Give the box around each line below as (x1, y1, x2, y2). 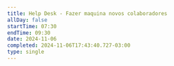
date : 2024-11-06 (7, 36, 57, 43)
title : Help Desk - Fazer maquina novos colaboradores (7, 10, 168, 17)
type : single (7, 49, 45, 56)
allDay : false (7, 16, 48, 23)
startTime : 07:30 (7, 23, 57, 30)
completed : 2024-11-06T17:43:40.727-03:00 (7, 42, 131, 49)
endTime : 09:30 (7, 29, 51, 36)
